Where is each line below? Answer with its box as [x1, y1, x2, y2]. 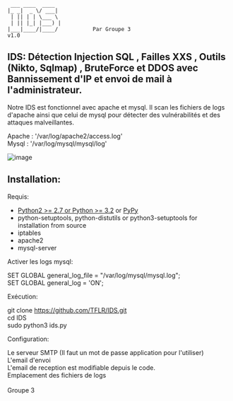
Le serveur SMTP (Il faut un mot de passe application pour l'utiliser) [7, 348, 204, 356]
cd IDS [7, 313, 27, 322]
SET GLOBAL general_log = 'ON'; [7, 278, 104, 287]
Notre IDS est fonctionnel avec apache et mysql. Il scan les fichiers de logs [7, 103, 225, 111]
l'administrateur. [7, 84, 83, 96]
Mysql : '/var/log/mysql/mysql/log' [7, 139, 107, 148]
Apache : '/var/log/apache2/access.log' [7, 132, 123, 140]
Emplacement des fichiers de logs [7, 371, 107, 379]
